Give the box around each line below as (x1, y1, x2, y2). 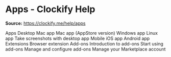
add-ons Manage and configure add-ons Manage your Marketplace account (5, 46, 166, 52)
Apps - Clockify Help (5, 4, 95, 15)
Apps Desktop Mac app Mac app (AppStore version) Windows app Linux (5, 30, 158, 36)
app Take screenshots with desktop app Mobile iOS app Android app (5, 35, 150, 41)
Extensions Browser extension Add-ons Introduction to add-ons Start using (5, 40, 163, 46)
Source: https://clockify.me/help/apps (5, 20, 86, 26)
